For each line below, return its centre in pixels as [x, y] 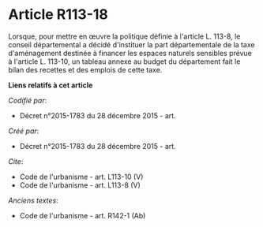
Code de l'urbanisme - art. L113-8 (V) [80, 185]
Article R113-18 [58, 15]
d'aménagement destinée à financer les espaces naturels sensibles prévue [130, 53]
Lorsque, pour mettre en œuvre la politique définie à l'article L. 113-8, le [124, 36]
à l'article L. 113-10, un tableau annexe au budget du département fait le [124, 61]
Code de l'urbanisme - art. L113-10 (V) [81, 177]
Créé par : [24, 131]
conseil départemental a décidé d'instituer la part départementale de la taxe [131, 44]
